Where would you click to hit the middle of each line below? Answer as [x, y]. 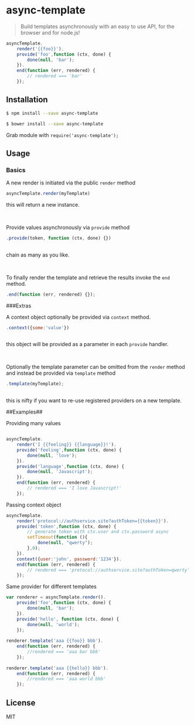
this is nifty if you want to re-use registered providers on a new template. [94, 401]
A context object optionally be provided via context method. [79, 317]
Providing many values [33, 423]
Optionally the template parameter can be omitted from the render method [96, 367]
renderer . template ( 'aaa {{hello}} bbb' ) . [57, 668]
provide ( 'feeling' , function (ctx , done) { [69, 450]
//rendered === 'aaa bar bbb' [64, 652]
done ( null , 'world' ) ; [54, 624]
